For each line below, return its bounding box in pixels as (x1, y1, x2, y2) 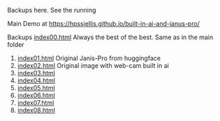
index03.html (17, 69, 56, 77)
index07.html (17, 99, 54, 107)
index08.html (17, 106, 56, 114)
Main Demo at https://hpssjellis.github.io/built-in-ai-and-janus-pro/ (7, 20, 200, 27)
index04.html (17, 76, 56, 85)
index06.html (17, 91, 56, 99)
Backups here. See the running (7, 6, 96, 14)
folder (7, 41, 24, 48)
